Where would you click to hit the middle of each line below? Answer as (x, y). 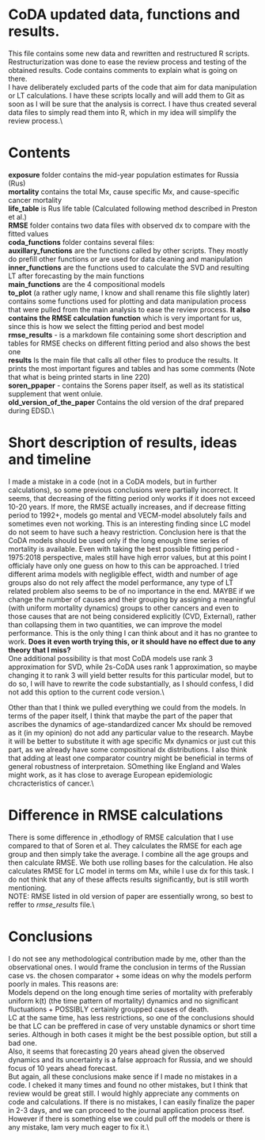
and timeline (50, 459)
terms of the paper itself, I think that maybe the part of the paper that (121, 716)
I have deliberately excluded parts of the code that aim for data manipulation (132, 87)
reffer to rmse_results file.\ (51, 905)
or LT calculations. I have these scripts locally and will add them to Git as (127, 95)
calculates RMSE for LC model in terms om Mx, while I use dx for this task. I (131, 870)
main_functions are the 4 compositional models (87, 284)
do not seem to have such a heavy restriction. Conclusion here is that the (127, 532)
